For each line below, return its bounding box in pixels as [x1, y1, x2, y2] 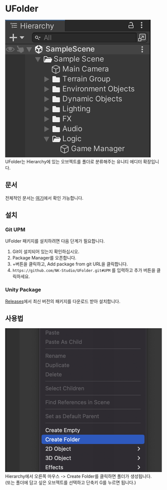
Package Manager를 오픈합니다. [12, 255, 77, 261]
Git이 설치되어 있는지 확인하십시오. [12, 248, 80, 254]
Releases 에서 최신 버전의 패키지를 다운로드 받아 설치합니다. [5, 298, 121, 304]
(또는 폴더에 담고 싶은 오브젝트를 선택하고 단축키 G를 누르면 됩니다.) [5, 480, 136, 486]
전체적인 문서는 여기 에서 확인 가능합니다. [5, 195, 83, 201]
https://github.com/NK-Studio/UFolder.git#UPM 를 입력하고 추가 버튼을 [12, 267, 156, 273]
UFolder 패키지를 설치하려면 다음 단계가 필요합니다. [5, 238, 105, 244]
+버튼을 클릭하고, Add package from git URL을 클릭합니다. [12, 261, 128, 267]
